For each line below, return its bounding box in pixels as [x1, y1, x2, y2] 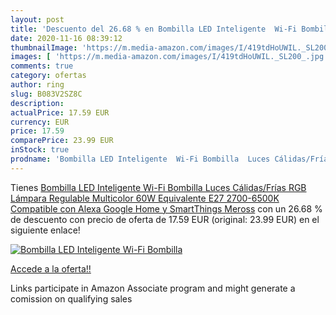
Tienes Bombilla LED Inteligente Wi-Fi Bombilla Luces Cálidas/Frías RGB [10, 181, 307, 193]
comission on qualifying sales [10, 292, 133, 305]
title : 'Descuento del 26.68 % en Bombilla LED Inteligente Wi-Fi [10, 24, 298, 34]
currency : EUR [10, 117, 70, 127]
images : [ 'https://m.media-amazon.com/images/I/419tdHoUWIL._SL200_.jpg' [10, 52, 329, 62]
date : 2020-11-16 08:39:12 [10, 33, 123, 43]
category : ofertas [10, 71, 87, 81]
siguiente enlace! [10, 224, 81, 236]
